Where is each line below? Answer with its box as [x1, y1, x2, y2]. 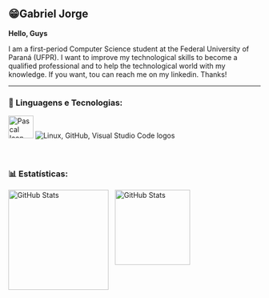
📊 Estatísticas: [8, 168, 68, 179]
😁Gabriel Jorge [8, 7, 89, 21]
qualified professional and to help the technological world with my [8, 61, 226, 70]
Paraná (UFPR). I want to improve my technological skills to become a [8, 52, 238, 62]
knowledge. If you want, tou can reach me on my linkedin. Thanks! [8, 69, 227, 79]
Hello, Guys [8, 28, 48, 38]
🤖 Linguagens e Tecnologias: [8, 97, 123, 108]
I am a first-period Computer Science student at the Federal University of [8, 44, 250, 54]
